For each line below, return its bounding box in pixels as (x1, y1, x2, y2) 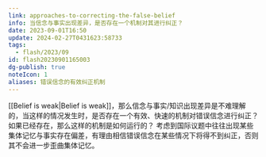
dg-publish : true (8, 63, 66, 71)
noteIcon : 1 (8, 71, 48, 78)
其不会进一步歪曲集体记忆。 (8, 140, 99, 150)
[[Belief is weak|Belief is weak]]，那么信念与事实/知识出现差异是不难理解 (8, 101, 246, 110)
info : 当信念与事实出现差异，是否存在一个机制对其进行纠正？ (8, 19, 184, 27)
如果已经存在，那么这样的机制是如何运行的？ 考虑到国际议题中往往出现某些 (8, 121, 254, 130)
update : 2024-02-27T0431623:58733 (8, 33, 123, 42)
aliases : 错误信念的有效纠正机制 (8, 78, 106, 86)
